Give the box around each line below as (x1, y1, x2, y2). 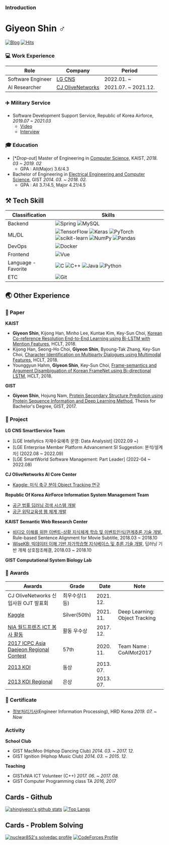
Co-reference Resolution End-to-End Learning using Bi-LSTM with (12, 335, 150, 342)
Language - (8, 259, 36, 266)
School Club (5, 738, 32, 744)
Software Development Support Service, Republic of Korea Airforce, (12, 112, 154, 119)
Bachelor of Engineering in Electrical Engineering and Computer (12, 171, 145, 177)
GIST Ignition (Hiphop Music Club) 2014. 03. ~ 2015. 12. (12, 753, 127, 759)
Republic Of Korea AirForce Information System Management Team (5, 491, 149, 498)
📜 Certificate (5, 696, 37, 703)
